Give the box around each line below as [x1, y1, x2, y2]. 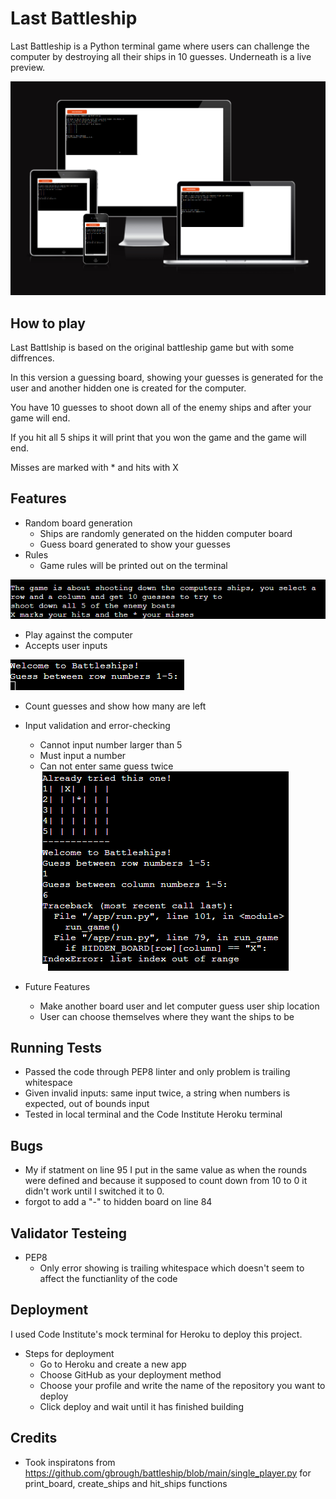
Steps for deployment [24, 1347, 115, 1359]
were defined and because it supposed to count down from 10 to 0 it [24, 1175, 308, 1187]
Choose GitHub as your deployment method [39, 1368, 222, 1381]
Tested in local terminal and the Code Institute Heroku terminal [24, 1108, 283, 1121]
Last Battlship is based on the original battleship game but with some [10, 342, 295, 354]
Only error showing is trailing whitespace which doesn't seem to [39, 1262, 305, 1274]
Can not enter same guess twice [39, 760, 174, 772]
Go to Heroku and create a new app [39, 1358, 187, 1370]
